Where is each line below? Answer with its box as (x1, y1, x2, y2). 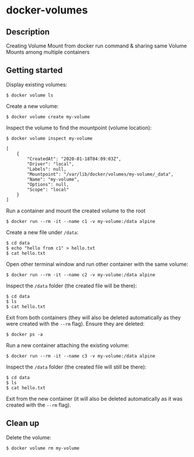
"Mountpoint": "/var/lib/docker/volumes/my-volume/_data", (27, 171, 174, 177)
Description (6, 27, 50, 37)
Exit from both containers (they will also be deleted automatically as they (6, 314, 181, 321)
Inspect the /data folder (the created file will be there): (6, 282, 137, 289)
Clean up (6, 418, 40, 428)
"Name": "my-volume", (27, 176, 80, 182)
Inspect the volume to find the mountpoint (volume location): (6, 124, 152, 131)
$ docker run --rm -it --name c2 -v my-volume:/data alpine (6, 272, 156, 278)
